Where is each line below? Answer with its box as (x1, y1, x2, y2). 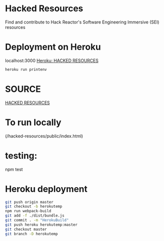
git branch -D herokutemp (5, 231, 58, 236)
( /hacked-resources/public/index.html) (5, 133, 83, 139)
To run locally (5, 117, 62, 128)
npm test (5, 166, 23, 172)
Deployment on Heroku (5, 42, 101, 53)
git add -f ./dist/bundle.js (5, 213, 65, 218)
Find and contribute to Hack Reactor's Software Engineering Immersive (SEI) (5, 19, 160, 25)
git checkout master (5, 227, 47, 232)
